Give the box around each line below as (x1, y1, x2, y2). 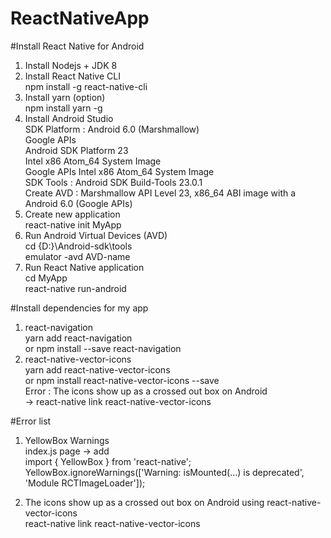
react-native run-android (24, 282, 127, 294)
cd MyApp (24, 272, 68, 284)
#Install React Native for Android (10, 40, 145, 52)
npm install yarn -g (24, 102, 103, 114)
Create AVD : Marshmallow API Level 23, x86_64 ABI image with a (24, 187, 297, 199)
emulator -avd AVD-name (24, 250, 131, 262)
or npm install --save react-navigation (24, 342, 182, 354)
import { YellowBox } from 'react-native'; (24, 455, 192, 467)
